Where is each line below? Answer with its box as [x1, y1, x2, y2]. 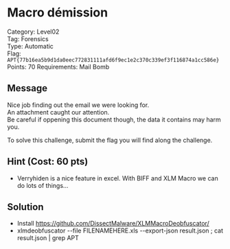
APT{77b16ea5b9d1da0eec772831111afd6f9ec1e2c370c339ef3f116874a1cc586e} [7, 56, 220, 63]
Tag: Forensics [7, 34, 49, 43]
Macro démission [7, 5, 108, 21]
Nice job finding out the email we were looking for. [7, 101, 150, 109]
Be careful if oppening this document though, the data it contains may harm [7, 115, 221, 123]
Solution [7, 201, 44, 213]
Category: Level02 [7, 27, 60, 36]
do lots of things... [16, 181, 69, 189]
